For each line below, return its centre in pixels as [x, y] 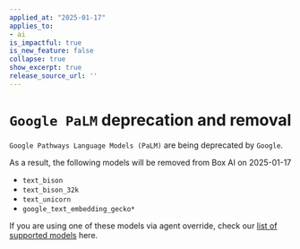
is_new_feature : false [51, 51]
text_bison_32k [51, 190]
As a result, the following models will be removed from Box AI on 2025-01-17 [150, 162]
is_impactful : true [46, 43]
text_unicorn [47, 199]
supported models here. [54, 235]
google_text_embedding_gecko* [79, 209]
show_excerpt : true [46, 68]
